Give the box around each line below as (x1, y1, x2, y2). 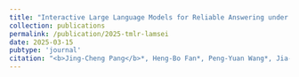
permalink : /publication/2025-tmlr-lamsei (9, 29, 169, 38)
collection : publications (9, 21, 105, 30)
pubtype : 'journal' (9, 46, 82, 55)
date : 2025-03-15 (9, 37, 74, 47)
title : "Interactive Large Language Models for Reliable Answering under (9, 12, 289, 22)
